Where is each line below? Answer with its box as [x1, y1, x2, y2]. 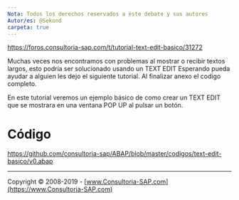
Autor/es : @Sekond [7, 17, 62, 24]
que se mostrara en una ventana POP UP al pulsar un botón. [7, 101, 184, 110]
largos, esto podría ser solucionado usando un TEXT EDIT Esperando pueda [7, 65, 230, 73]
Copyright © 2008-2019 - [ [7, 177, 87, 186]
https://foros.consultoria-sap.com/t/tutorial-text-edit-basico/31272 [7, 43, 203, 52]
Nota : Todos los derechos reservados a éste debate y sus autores [7, 10, 208, 18]
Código [7, 126, 51, 142]
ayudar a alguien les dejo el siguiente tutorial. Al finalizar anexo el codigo [7, 72, 221, 80]
